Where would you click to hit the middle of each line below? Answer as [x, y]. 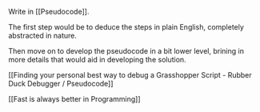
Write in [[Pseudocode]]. [49, 12]
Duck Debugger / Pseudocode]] [61, 84]
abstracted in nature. [43, 36]
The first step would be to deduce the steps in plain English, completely [126, 27]
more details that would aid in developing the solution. [97, 60]
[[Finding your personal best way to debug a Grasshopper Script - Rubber [130, 75]
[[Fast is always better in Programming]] [74, 99]
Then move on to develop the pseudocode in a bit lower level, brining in [126, 51]
